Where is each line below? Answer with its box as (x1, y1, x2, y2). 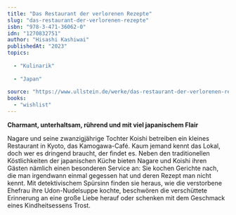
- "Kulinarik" (13, 62, 55, 69)
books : (7, 95, 27, 102)
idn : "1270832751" (7, 29, 61, 37)
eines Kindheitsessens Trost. (7, 201, 91, 209)
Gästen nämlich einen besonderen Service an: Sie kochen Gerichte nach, (7, 164, 219, 172)
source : (7, 88, 30, 95)
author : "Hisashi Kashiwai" (7, 36, 90, 43)
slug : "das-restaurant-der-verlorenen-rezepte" (7, 17, 150, 24)
